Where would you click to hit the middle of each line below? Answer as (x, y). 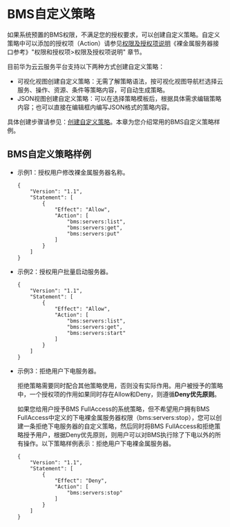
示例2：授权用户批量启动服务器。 (65, 271)
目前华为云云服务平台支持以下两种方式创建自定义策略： (86, 66)
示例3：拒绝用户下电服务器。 (58, 371)
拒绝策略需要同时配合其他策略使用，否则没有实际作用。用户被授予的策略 (120, 385)
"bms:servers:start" (96, 333)
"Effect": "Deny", (81, 481)
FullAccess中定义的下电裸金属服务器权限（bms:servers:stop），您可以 (116, 417)
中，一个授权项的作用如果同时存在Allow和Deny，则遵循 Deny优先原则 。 (119, 394)
